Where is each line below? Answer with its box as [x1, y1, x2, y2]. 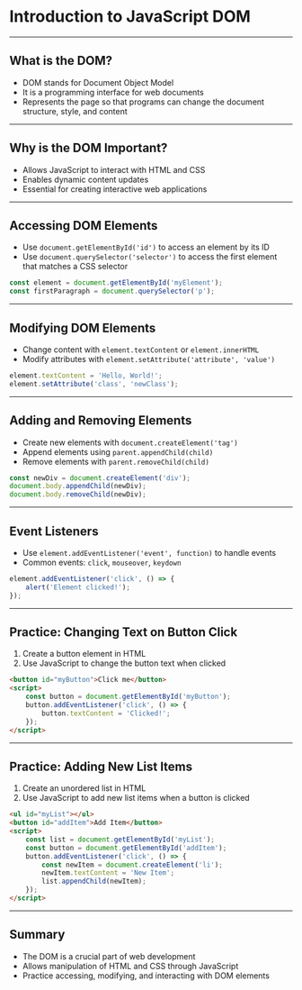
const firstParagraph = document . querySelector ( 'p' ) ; [9, 286, 216, 296]
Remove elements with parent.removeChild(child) [22, 456, 209, 467]
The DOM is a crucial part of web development [22, 950, 196, 961]
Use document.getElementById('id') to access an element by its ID [22, 241, 270, 253]
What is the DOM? [9, 53, 113, 68]
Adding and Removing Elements [9, 413, 192, 429]
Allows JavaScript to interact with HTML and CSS [22, 164, 206, 175]
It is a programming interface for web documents [22, 86, 204, 97]
